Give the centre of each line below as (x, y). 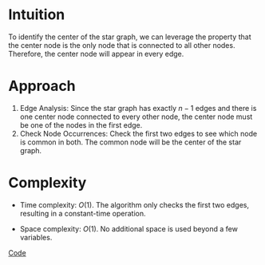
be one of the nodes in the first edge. (81, 125)
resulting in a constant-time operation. (83, 213)
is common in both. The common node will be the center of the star (131, 142)
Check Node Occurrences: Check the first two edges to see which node (138, 133)
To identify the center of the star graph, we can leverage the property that (130, 37)
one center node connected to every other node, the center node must (136, 117)
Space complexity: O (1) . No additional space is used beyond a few (129, 228)
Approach (42, 86)
